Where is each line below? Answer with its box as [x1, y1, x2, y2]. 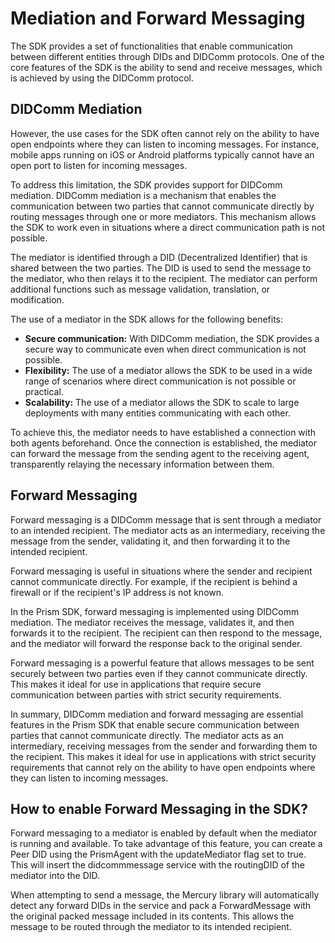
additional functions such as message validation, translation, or [10, 283, 271, 295]
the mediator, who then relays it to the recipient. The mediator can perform [10, 272, 318, 284]
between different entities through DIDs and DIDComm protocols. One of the [10, 50, 325, 62]
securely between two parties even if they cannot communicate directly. [10, 667, 308, 679]
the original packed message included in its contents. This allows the [10, 910, 295, 922]
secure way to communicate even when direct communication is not [24, 343, 307, 355]
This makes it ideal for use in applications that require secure [10, 678, 262, 690]
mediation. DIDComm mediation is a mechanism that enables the [10, 189, 277, 201]
